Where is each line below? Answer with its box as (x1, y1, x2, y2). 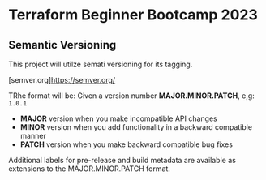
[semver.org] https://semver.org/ (8, 75, 116, 84)
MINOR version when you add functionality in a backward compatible (19, 122, 253, 131)
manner (19, 131, 46, 140)
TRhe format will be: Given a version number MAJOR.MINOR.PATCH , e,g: (8, 91, 255, 101)
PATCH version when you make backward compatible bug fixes (19, 139, 234, 149)
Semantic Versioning (8, 38, 117, 52)
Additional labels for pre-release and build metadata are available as (8, 156, 237, 165)
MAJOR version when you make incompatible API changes (19, 114, 217, 123)
